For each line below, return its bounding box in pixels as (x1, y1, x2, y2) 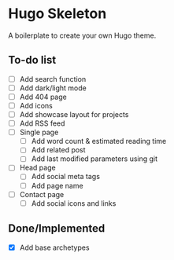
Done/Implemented (8, 222, 106, 236)
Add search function (19, 74, 87, 83)
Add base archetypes (19, 243, 90, 252)
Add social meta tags (31, 172, 101, 181)
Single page (19, 127, 59, 137)
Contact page (19, 189, 65, 199)
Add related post (31, 145, 86, 155)
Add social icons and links (31, 198, 117, 208)
